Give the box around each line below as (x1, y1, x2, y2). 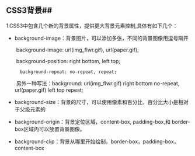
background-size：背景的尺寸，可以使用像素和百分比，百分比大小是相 (14, 98, 184, 105)
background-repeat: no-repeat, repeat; (20, 69, 117, 75)
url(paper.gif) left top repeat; (14, 86, 83, 93)
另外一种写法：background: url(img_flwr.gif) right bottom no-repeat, (16, 79, 180, 86)
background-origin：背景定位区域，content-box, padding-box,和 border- (14, 118, 190, 125)
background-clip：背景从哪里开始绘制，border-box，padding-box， (14, 138, 179, 145)
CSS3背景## (6, 5, 53, 16)
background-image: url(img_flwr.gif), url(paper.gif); (16, 46, 139, 53)
